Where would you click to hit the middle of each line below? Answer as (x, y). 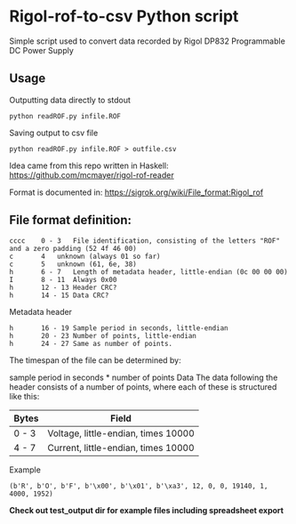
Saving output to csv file (54, 133)
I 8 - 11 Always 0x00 (63, 279)
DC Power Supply (41, 50)
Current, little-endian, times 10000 (121, 447)
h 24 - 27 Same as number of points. (91, 343)
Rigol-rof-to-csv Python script (124, 16)
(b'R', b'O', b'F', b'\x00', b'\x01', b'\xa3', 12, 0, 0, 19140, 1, (139, 486)
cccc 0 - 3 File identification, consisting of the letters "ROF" (144, 241)
